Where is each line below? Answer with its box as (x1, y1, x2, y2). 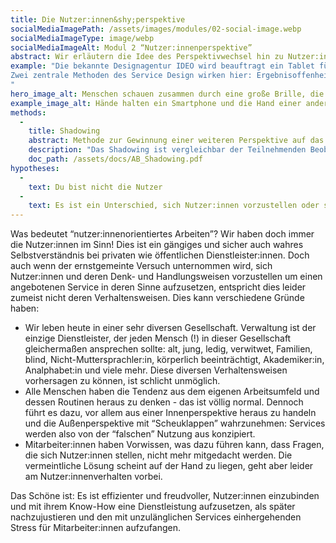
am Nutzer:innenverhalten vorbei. (24, 471, 163, 483)
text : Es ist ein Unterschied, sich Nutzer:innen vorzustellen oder (28, 201, 320, 211)
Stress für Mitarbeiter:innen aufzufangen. (10, 522, 182, 534)
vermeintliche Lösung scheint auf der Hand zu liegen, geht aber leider (24, 460, 314, 472)
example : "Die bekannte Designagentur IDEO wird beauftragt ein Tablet (10, 61, 315, 71)
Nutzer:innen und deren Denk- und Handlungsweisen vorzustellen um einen (10, 271, 323, 283)
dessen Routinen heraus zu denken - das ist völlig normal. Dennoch (24, 396, 304, 408)
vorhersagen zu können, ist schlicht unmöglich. (24, 375, 221, 387)
